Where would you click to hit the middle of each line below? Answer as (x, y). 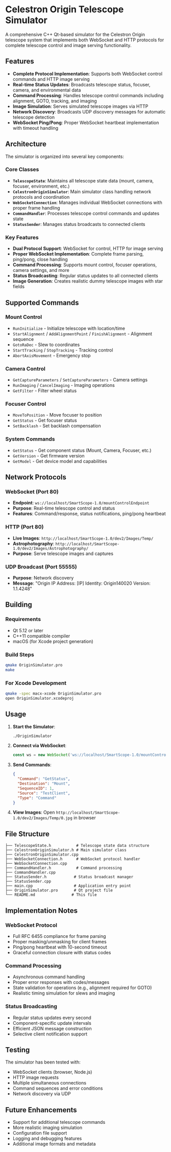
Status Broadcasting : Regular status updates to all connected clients (85, 276)
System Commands (30, 439)
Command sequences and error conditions (58, 1088)
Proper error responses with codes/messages (61, 982)
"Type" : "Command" (37, 798)
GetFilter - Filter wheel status (45, 391)
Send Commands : (32, 765)
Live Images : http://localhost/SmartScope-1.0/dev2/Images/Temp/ (83, 538)
